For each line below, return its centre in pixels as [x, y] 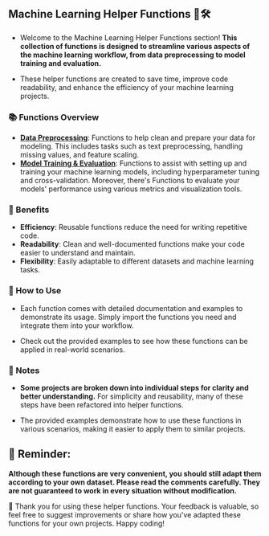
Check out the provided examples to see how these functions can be [134, 341]
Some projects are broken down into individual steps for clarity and [134, 388]
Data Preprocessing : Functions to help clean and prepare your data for [137, 138]
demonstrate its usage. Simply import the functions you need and [128, 317]
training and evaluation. [61, 63]
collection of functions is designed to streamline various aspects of [135, 46]
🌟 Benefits [29, 210]
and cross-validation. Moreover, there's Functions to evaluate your [130, 181]
